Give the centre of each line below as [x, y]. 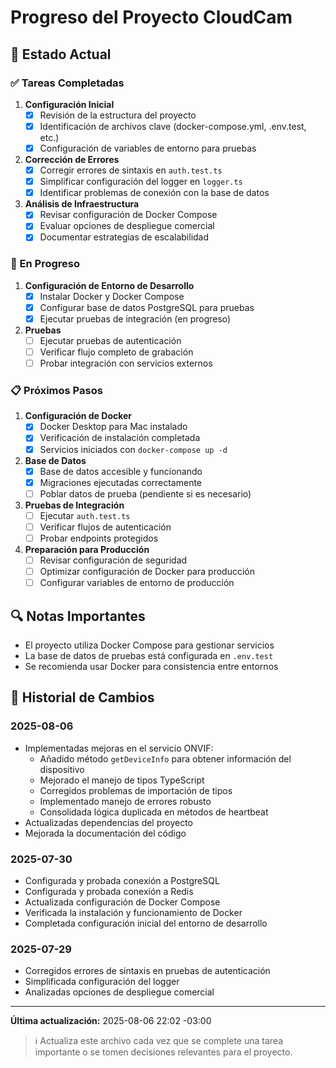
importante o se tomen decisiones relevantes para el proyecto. [163, 1052]
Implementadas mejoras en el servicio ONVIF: [119, 748]
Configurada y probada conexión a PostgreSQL [122, 880]
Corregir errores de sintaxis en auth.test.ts [131, 170]
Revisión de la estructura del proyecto [118, 115]
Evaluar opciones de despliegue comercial [127, 226]
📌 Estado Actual [61, 54]
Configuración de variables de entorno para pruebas [148, 148]
